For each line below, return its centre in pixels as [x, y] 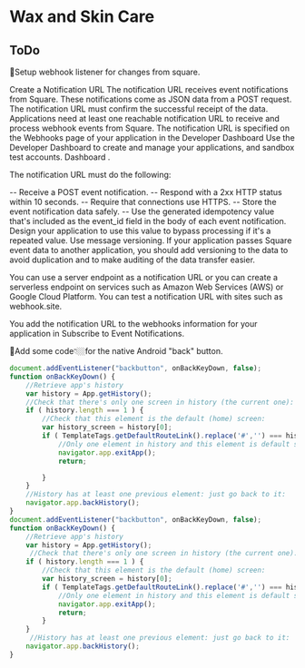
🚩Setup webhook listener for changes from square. [105, 72]
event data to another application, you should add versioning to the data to [149, 250]
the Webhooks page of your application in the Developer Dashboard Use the [152, 138]
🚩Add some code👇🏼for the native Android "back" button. [116, 351]
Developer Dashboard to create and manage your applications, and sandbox [152, 147]
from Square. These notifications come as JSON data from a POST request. [151, 99]
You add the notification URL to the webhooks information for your [133, 324]
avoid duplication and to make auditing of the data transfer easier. [133, 260]
